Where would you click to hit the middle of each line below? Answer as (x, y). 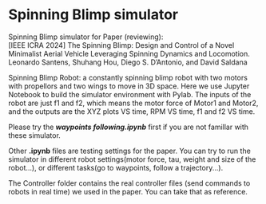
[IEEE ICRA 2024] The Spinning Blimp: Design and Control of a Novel (121, 45)
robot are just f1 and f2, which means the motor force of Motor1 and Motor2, (133, 103)
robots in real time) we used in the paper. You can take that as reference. (128, 191)
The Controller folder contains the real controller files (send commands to (129, 183)
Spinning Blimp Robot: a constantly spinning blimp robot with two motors (128, 77)
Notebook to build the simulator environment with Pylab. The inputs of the (130, 94)
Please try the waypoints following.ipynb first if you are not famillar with (129, 127)
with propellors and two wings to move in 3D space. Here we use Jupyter (129, 86)
